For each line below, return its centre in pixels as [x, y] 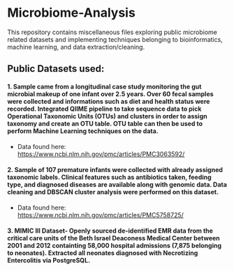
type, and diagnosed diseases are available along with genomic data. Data [117, 185]
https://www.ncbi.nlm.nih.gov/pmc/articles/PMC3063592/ [101, 154]
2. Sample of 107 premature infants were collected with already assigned [115, 170]
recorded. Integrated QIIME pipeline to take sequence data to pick [104, 109]
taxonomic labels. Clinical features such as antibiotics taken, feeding [109, 177]
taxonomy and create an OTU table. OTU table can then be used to [105, 123]
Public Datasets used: [56, 69]
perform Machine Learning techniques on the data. [83, 131]
